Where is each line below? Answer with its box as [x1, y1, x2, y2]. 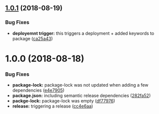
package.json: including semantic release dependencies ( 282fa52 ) [12, 93, 151, 99]
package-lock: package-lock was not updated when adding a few [12, 82, 149, 88]
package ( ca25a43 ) [12, 35, 53, 41]
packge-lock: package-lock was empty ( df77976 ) [12, 98, 115, 104]
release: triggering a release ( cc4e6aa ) [12, 103, 93, 109]
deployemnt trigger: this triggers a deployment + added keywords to [12, 30, 155, 36]
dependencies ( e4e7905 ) [12, 87, 65, 94]
